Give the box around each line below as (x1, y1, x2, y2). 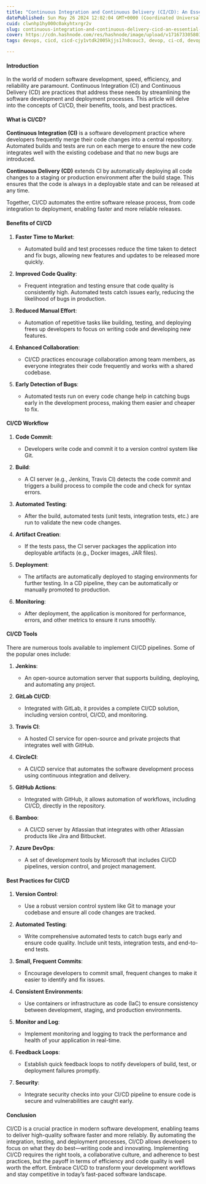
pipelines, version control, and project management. (24, 863, 156, 870)
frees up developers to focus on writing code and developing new (24, 325, 191, 332)
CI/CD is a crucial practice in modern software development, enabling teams (6, 1125, 199, 1132)
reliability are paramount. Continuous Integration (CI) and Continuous (6, 82, 181, 90)
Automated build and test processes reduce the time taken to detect (24, 245, 197, 252)
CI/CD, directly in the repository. (24, 802, 106, 809)
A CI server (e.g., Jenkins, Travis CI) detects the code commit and (24, 475, 191, 483)
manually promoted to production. (24, 586, 110, 593)
